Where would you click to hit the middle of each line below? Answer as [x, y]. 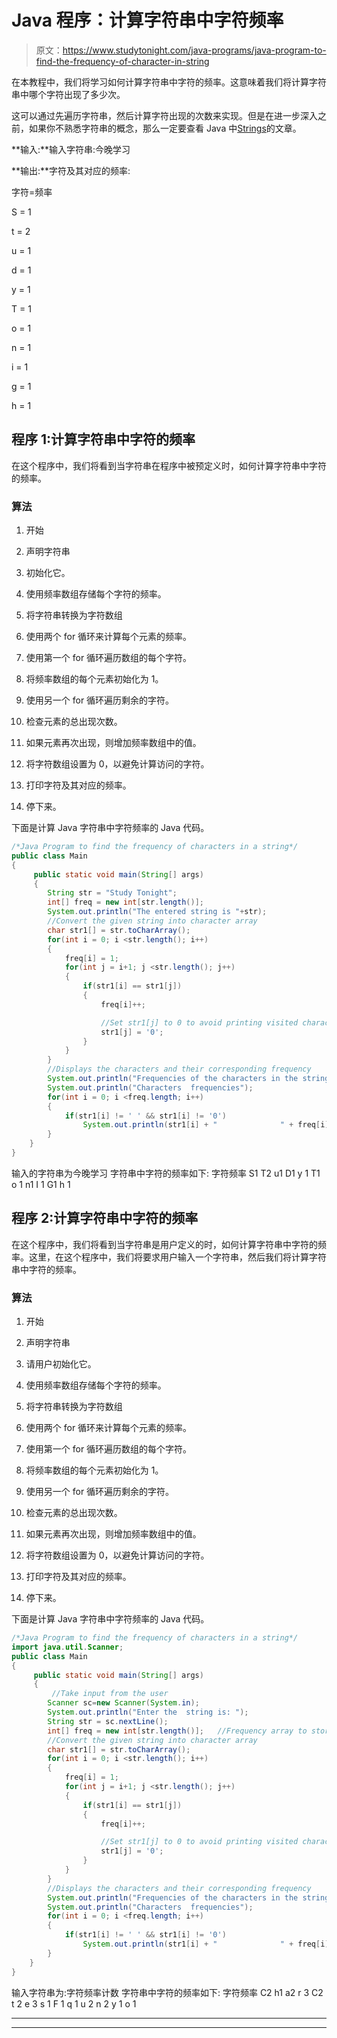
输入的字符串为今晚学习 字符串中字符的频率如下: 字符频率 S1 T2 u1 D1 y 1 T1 [166, 1173]
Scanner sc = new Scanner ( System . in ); [123, 1703]
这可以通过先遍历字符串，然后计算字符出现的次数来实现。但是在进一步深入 [164, 115]
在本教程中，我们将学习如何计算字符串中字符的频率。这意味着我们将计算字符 [169, 82]
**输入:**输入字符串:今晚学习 [71, 149]
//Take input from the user [110, 1694]
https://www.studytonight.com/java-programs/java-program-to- [194, 50]
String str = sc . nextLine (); [108, 1721]
